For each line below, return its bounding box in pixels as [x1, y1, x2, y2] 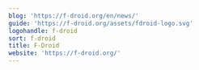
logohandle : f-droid [8, 27, 78, 35]
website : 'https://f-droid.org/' [8, 49, 121, 57]
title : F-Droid [8, 42, 60, 50]
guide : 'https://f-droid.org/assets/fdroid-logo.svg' [8, 19, 194, 27]
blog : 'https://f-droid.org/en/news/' [8, 11, 139, 20]
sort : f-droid [8, 34, 57, 43]
